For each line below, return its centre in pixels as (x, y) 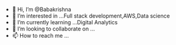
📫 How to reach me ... (40, 36)
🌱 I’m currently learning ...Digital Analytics (65, 22)
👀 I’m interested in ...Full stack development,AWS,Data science (91, 16)
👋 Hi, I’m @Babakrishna (42, 9)
